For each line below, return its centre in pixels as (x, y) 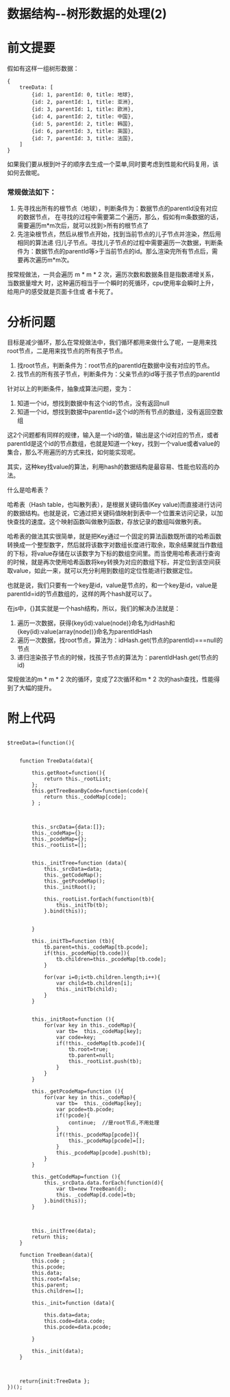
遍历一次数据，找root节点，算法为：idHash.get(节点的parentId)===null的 (120, 640)
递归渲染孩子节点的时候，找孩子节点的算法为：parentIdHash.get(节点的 (118, 657)
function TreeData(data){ (56, 761)
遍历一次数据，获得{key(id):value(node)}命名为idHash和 (96, 623)
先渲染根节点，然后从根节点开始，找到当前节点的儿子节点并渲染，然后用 (119, 234)
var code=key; (76, 1038)
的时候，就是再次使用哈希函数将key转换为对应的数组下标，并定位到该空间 (111, 562)
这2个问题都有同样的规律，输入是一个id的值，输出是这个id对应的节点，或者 (113, 435)
